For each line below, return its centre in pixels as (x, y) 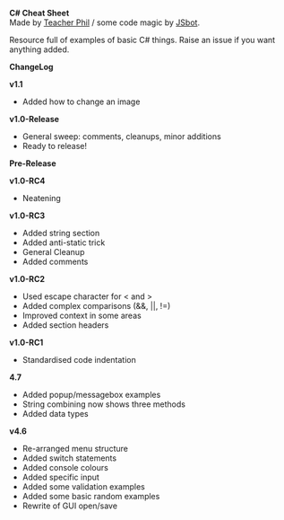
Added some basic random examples (91, 496)
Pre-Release (33, 163)
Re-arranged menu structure (75, 449)
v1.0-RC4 (27, 181)
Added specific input (61, 477)
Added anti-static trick (64, 242)
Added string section (61, 233)
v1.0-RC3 (27, 216)
